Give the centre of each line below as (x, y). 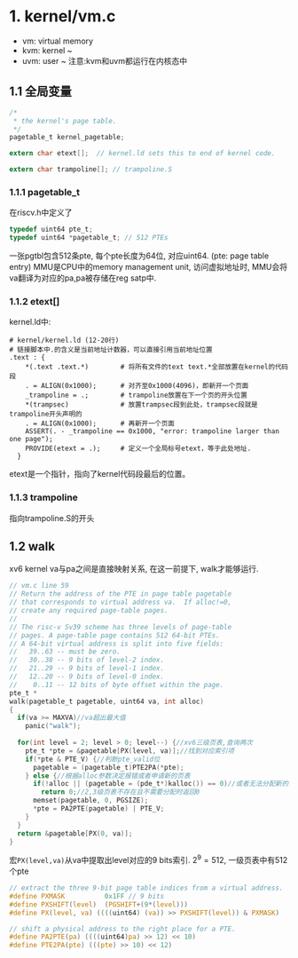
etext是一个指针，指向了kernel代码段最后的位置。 (100, 474)
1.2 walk (32, 546)
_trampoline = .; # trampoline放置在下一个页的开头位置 (137, 396)
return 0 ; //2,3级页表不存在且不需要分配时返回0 (121, 792)
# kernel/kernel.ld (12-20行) (64, 340)
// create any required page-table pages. (89, 611)
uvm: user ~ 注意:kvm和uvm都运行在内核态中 (105, 60)
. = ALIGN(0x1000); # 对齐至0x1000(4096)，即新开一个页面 (137, 386)
